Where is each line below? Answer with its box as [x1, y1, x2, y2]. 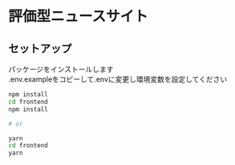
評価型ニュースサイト [8, 7, 148, 26]
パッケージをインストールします [8, 65, 114, 74]
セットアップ [8, 42, 72, 55]
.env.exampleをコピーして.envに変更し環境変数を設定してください [8, 74, 228, 84]
